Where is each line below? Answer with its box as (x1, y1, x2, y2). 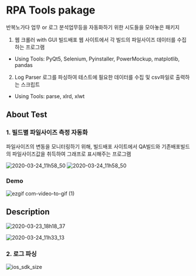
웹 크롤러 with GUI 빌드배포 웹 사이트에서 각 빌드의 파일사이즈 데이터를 (14, 36, 176, 43)
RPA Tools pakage (6, 4, 95, 17)
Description (6, 207, 50, 217)
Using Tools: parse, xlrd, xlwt (14, 92, 85, 100)
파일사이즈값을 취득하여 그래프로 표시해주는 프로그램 (12, 150, 132, 157)
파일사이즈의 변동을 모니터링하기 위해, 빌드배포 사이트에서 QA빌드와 (6, 143, 161, 150)
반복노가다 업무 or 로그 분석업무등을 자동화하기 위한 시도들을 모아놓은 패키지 (6, 23, 180, 31)
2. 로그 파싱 (6, 250, 37, 258)
